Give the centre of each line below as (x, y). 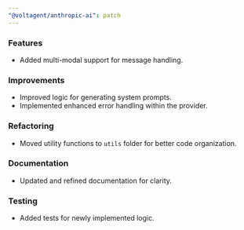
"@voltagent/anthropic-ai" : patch (65, 15)
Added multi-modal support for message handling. (101, 60)
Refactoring (31, 126)
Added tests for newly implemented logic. (87, 218)
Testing (23, 201)
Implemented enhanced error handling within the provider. (113, 106)
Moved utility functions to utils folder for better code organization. (128, 143)
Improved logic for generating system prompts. (96, 97)
